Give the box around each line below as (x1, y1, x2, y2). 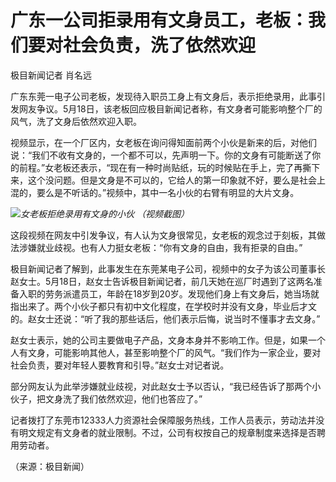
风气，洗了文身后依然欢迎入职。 (10, 115, 142, 127)
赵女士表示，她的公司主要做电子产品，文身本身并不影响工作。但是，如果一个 (10, 334, 326, 346)
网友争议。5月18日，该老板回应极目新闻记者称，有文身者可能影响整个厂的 (18, 102, 323, 115)
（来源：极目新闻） (10, 460, 90, 472)
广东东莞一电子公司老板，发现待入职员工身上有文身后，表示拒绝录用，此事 (10, 90, 317, 102)
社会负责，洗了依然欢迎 (63, 34, 257, 57)
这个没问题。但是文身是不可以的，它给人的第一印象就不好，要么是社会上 (27, 174, 326, 186)
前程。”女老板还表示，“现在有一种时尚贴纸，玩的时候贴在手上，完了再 (18, 161, 303, 173)
